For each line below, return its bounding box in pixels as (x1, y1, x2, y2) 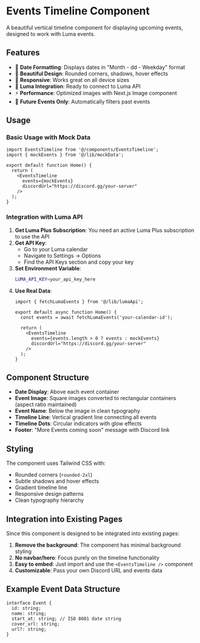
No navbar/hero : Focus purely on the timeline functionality (14, 554, 160, 562)
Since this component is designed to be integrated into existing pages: (6, 530, 180, 537)
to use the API (14, 233, 50, 240)
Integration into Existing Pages (6, 514, 123, 524)
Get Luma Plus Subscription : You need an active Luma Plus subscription (14, 226, 195, 234)
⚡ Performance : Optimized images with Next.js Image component (14, 89, 177, 96)
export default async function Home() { (14, 309, 117, 315)
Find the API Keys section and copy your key (23, 258, 134, 266)
